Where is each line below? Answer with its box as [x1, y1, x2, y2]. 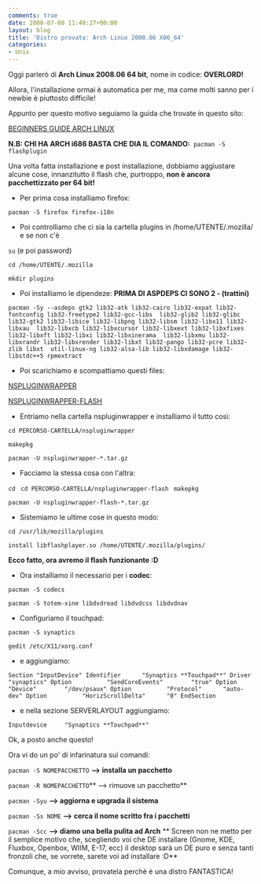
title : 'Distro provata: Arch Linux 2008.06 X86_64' [8, 33, 185, 42]
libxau [8, 324, 30, 332]
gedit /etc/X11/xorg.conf [8, 642, 93, 650]
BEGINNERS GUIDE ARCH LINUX [8, 124, 115, 133]
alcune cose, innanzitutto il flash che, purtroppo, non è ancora [8, 170, 211, 179]
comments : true [8, 11, 58, 20]
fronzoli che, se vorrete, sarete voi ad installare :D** [8, 852, 178, 860]
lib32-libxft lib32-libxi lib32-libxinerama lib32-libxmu [8, 331, 206, 339]
